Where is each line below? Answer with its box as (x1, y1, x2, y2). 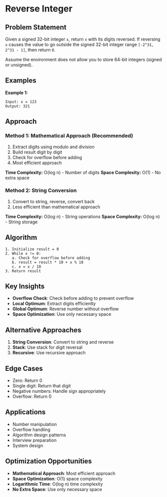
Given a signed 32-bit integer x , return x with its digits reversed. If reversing (5, 36, 161, 42)
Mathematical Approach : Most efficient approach (12, 470, 116, 476)
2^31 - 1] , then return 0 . (5, 47, 56, 53)
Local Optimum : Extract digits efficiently (12, 301, 96, 307)
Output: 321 (5, 104, 30, 109)
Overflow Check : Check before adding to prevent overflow (12, 295, 134, 301)
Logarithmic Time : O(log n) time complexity (12, 481, 103, 487)
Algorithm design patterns (12, 431, 66, 438)
